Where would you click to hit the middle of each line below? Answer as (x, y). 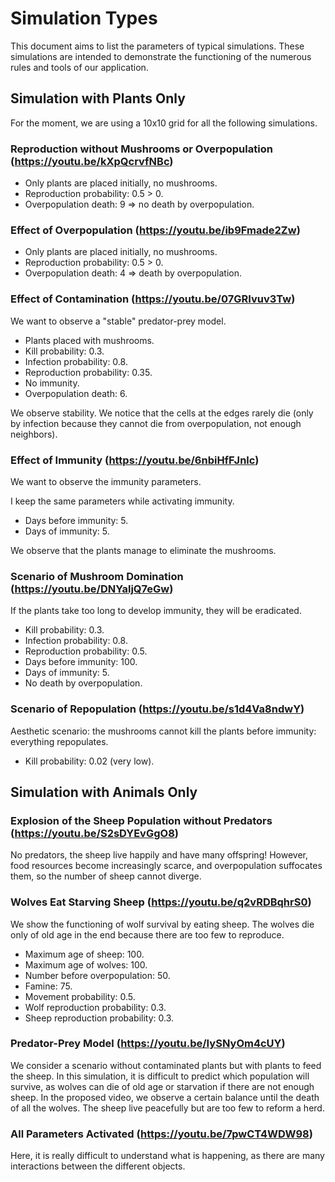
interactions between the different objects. (98, 1166)
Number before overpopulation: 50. (97, 975)
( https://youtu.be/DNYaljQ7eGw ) (92, 589)
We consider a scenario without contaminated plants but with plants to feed (166, 1065)
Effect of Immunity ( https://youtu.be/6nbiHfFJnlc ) (135, 460)
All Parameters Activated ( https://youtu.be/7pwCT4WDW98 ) (161, 1134)
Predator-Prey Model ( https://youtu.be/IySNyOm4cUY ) (148, 1044)
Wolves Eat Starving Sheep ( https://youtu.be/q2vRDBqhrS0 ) (161, 902)
